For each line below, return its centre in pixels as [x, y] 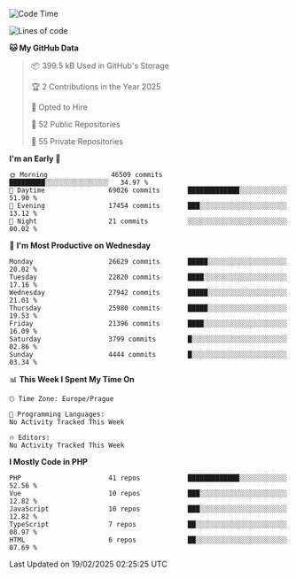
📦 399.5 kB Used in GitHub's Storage [100, 66]
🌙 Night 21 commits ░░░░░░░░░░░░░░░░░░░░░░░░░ [148, 221]
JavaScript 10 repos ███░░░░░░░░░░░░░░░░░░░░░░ [148, 509]
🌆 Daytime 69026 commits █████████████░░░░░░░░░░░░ [148, 190]
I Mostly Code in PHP [49, 462]
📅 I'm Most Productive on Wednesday [80, 245]
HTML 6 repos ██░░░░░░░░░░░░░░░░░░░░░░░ [148, 540]
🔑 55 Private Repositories [77, 141]
